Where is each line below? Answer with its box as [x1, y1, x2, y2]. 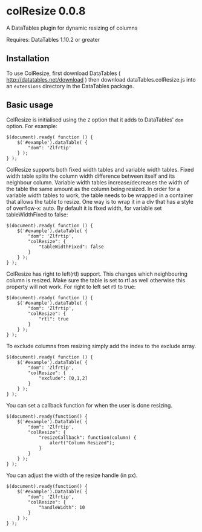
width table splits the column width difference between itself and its [6, 172, 175, 180]
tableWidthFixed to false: [6, 210, 68, 218]
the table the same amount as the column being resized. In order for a [6, 185, 180, 192]
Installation [6, 53, 50, 64]
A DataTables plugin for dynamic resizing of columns [6, 24, 138, 31]
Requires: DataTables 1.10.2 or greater [6, 36, 100, 43]
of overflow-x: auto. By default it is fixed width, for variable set [6, 204, 162, 212]
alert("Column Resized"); [49, 440, 115, 446]
